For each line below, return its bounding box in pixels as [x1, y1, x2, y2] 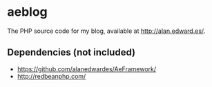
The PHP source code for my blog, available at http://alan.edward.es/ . [7, 27, 206, 35]
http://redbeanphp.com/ [17, 72, 86, 80]
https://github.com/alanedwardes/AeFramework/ [17, 64, 157, 73]
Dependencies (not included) [7, 47, 136, 58]
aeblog [7, 4, 48, 20]
